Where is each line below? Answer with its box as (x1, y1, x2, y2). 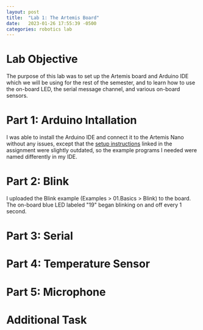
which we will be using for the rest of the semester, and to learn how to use (6, 79, 196, 86)
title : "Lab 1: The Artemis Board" (6, 15, 99, 21)
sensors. (6, 92, 29, 100)
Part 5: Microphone (6, 285, 106, 299)
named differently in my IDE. (6, 153, 77, 161)
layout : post (6, 9, 40, 15)
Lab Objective (6, 53, 78, 66)
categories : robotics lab (6, 26, 72, 32)
